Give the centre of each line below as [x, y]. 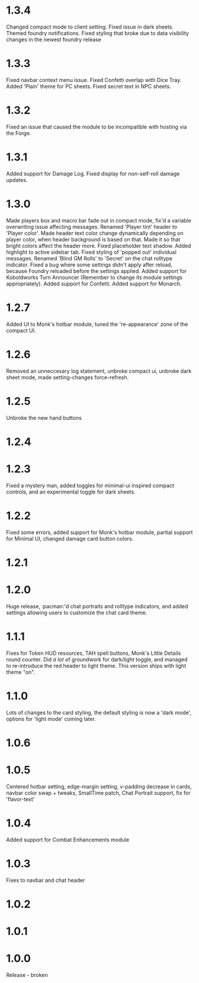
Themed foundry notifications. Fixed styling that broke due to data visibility [98, 33]
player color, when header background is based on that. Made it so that [93, 239]
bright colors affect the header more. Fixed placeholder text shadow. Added [99, 246]
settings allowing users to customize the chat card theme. [77, 613]
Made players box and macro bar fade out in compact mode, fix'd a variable [99, 220]
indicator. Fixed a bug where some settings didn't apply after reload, [89, 265]
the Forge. [19, 133]
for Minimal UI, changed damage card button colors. [70, 538]
